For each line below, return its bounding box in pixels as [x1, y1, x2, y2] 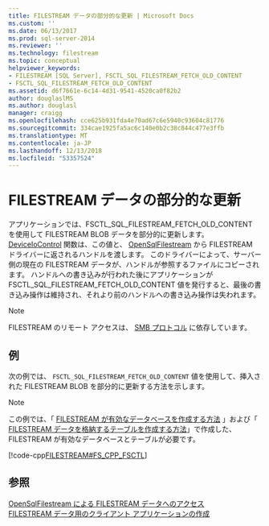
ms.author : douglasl [8, 101, 78, 110]
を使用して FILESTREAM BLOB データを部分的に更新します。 [8, 230, 209, 239]
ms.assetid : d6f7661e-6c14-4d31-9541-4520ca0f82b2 [8, 86, 181, 95]
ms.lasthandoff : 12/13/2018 [8, 147, 103, 155]
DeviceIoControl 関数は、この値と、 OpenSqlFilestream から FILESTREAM [8, 239, 253, 250]
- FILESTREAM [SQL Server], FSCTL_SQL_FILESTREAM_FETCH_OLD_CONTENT [8, 72, 243, 80]
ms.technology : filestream [8, 49, 99, 57]
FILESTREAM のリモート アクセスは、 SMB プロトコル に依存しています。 [8, 323, 252, 333]
